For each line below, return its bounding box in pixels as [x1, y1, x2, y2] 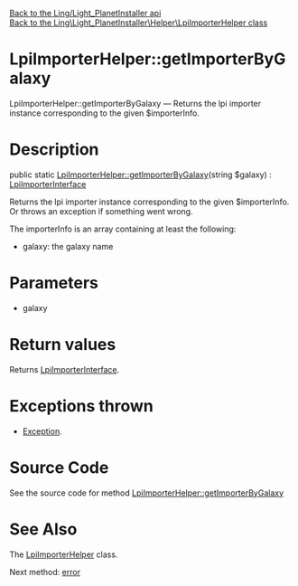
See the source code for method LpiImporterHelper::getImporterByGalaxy [9, 487, 284, 498]
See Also [9, 519, 78, 539]
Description [9, 139, 99, 160]
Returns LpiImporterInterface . [9, 364, 120, 374]
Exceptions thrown [9, 395, 154, 416]
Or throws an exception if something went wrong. [9, 205, 193, 216]
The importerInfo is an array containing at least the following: [9, 223, 237, 234]
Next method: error [9, 566, 81, 577]
